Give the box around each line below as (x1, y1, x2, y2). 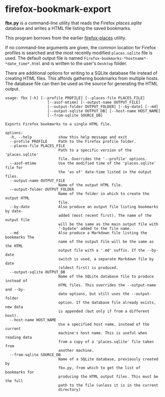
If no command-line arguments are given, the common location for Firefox (5, 44, 156, 50)
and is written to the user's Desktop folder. (42, 60, 127, 66)
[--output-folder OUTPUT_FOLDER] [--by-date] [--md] (47, 104, 159, 109)
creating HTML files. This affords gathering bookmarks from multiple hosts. (5, 75, 159, 81)
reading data (5, 335, 32, 340)
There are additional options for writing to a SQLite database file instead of (5, 70, 158, 76)
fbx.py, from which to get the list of (58, 365, 141, 370)
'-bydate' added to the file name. (58, 226, 132, 231)
